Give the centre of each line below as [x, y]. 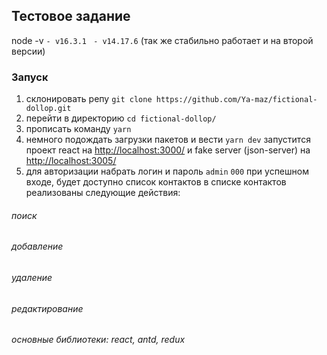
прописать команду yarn [78, 129]
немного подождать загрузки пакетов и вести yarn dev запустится [168, 140]
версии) [28, 51]
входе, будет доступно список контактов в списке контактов [156, 182]
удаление [32, 277]
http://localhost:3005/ [71, 161]
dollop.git [48, 109]
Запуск [30, 77]
